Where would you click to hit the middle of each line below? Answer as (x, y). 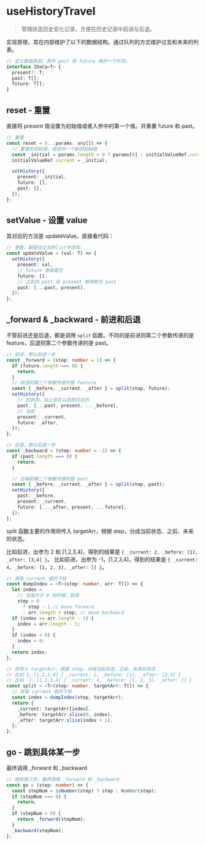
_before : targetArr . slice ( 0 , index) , (65, 714)
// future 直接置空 (40, 270)
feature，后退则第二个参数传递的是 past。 (59, 343)
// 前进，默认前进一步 (31, 354)
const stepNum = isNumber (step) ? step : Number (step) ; (84, 791)
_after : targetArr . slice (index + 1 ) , (65, 720)
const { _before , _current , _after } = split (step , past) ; (88, 485)
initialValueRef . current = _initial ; (60, 160)
